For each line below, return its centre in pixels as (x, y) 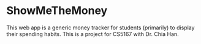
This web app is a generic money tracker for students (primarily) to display (100, 28)
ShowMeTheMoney (57, 11)
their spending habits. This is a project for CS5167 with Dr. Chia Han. (93, 34)
